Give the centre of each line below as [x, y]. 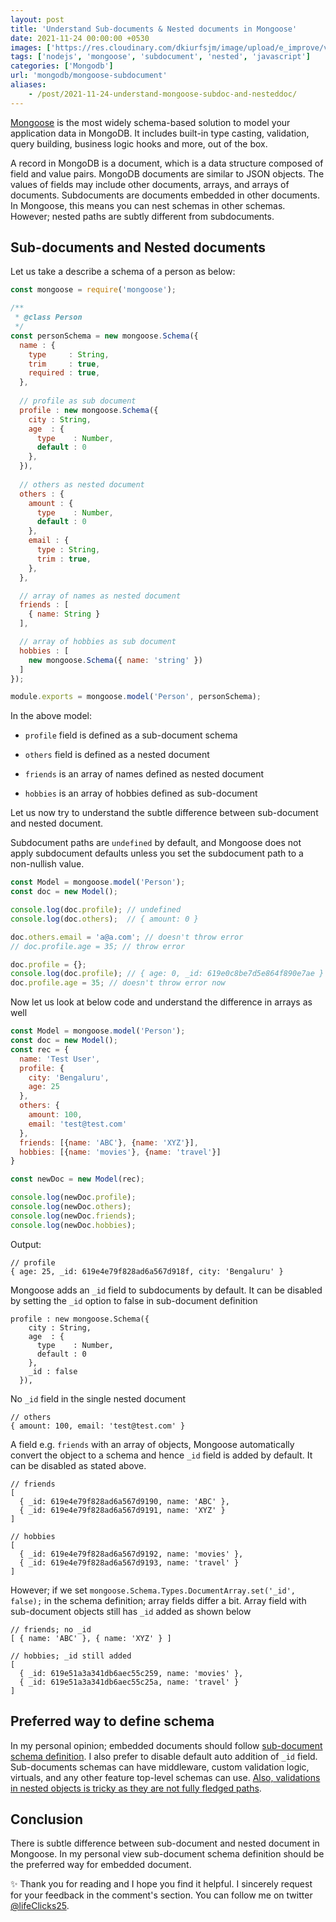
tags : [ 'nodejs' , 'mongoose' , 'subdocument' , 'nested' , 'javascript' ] [160, 57]
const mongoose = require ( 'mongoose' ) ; [93, 290]
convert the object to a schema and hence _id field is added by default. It [161, 1455]
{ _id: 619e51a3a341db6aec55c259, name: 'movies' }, [131, 1673]
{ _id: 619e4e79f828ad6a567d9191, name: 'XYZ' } [122, 1510]
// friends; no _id [51, 1629]
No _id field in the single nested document [98, 1398]
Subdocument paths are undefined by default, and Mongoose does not [156, 843]
